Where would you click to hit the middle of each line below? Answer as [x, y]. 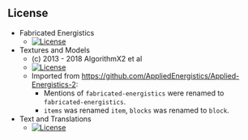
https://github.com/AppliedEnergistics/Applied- [160, 75]
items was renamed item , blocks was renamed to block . [137, 110]
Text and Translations [55, 119]
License [28, 13]
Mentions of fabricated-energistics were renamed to [134, 93]
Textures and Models [55, 50]
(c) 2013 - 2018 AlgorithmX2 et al [87, 58]
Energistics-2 [53, 84]
